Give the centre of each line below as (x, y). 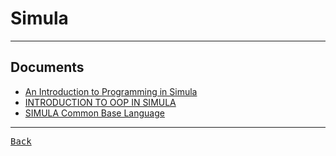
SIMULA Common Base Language (94, 113)
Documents (47, 67)
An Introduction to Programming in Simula (111, 91)
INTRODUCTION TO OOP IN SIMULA (100, 102)
